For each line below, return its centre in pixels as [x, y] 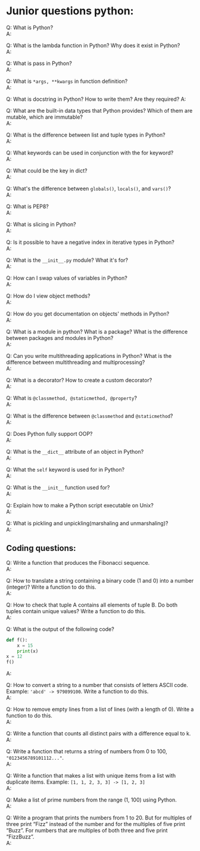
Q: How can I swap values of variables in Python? [67, 278]
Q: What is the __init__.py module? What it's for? [67, 260]
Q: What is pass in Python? [39, 63]
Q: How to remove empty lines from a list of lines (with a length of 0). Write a [100, 709]
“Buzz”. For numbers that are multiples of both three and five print [87, 831]
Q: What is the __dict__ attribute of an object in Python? [75, 451]
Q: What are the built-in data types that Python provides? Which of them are [99, 110]
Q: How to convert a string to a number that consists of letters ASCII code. [97, 685]
